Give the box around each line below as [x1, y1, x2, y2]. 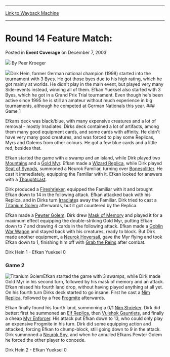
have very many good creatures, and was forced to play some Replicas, [5, 134, 155, 140]
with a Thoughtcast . [5, 176, 47, 182]
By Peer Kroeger [11, 59, 47, 66]
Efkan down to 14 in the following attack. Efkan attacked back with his [5, 191, 151, 198]
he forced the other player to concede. [5, 337, 86, 343]
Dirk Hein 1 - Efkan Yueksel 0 [5, 249, 66, 255]
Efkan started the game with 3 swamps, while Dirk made [42, 273, 161, 279]
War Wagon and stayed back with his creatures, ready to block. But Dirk [5, 228, 155, 234]
